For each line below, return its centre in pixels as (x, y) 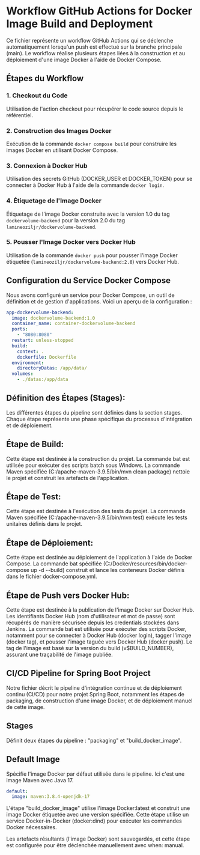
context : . (31, 351)
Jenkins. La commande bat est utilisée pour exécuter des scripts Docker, (96, 629)
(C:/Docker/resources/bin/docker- (145, 564)
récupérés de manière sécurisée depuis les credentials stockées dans (93, 622)
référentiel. (20, 115)
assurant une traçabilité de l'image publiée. (59, 655)
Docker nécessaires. (32, 827)
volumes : (23, 374)
